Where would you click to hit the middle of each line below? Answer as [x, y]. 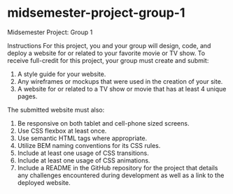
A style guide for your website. [62, 74]
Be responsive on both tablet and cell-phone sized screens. [103, 123]
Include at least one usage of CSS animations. [84, 160]
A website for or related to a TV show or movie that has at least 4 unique [122, 89]
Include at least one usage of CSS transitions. [83, 153]
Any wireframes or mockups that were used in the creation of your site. [120, 81]
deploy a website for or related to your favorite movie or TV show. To [106, 53]
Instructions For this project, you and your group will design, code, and [109, 45]
